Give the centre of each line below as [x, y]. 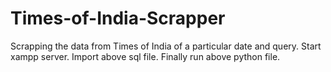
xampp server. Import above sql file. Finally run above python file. [145, 56]
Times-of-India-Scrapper [118, 18]
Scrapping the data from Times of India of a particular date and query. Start [166, 46]
